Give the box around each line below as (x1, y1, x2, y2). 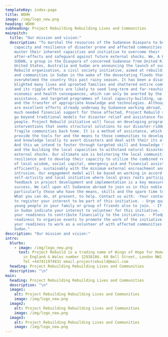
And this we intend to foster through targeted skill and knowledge (14, 142, 160, 148)
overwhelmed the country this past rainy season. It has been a (14, 77, 151, 82)
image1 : (9, 287, 26, 292)
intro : (5, 236, 19, 241)
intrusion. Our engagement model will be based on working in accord (14, 171, 162, 176)
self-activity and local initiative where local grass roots (14, 175, 144, 181)
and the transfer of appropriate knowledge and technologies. (14, 101, 146, 106)
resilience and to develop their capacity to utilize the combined (14, 156, 157, 161)
